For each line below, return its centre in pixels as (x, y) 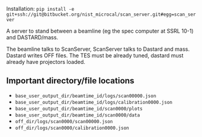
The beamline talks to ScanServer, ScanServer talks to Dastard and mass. (98, 49)
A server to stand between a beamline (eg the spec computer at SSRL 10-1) (100, 31)
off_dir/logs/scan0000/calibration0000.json (72, 128)
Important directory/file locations (70, 81)
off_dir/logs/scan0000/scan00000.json (64, 121)
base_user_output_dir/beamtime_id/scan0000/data (77, 115)
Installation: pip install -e (40, 9)
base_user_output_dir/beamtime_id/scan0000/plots (79, 109)
